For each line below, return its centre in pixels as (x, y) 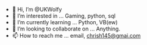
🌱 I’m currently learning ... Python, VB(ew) (65, 22)
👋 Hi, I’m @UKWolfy (37, 9)
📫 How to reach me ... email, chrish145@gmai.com (76, 36)
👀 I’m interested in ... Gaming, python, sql (64, 16)
